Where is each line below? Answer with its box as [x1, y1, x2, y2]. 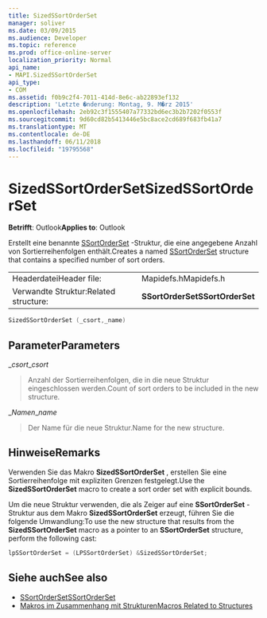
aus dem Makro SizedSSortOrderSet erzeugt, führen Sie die [36, 508, 234, 518]
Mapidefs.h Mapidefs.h [141, 273, 226, 284]
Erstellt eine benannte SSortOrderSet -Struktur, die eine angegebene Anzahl [8, 238, 258, 248]
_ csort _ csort [8, 360, 49, 369]
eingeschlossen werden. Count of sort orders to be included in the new [27, 384, 259, 393]
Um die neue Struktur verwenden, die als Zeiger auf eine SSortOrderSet [8, 499, 245, 509]
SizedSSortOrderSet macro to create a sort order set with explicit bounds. [8, 484, 253, 494]
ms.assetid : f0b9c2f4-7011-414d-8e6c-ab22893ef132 [8, 93, 180, 101]
